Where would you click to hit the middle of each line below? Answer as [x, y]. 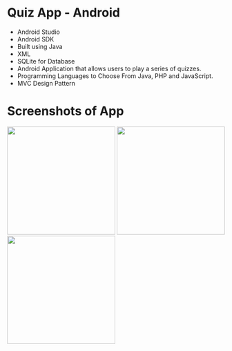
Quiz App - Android [64, 13]
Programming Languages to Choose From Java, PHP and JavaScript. [115, 76]
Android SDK [36, 39]
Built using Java [40, 46]
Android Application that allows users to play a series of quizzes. [109, 68]
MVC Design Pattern [46, 83]
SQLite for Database [46, 61]
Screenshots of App [66, 111]
